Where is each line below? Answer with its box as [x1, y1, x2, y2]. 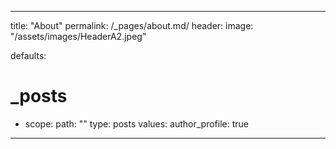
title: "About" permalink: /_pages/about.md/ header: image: [10, 20, 254, 31]
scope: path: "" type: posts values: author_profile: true [24, 117, 249, 130]
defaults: [10, 50, 47, 61]
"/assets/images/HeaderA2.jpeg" [10, 31, 147, 42]
